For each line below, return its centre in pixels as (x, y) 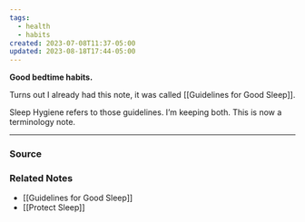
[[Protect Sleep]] (54, 208)
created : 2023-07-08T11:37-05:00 (73, 43)
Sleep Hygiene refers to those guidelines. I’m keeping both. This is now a (146, 112)
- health (34, 26)
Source (26, 154)
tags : (20, 18)
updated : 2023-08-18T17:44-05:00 (73, 52)
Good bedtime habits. (51, 77)
